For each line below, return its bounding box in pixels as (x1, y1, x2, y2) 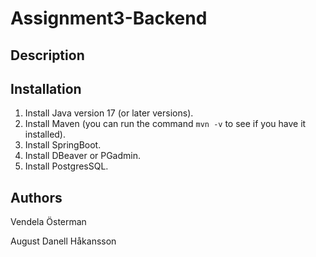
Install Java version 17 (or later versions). (24, 107, 194, 119)
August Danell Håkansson (10, 235, 117, 247)
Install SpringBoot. (24, 139, 102, 151)
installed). (24, 128, 67, 141)
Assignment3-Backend (10, 7, 208, 30)
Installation (10, 80, 82, 97)
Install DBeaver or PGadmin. (24, 150, 142, 162)
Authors (10, 189, 63, 206)
